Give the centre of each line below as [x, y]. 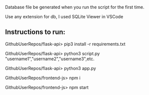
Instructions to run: [35, 32]
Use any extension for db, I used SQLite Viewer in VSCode [64, 16]
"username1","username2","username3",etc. [50, 59]
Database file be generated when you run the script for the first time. [75, 7]
